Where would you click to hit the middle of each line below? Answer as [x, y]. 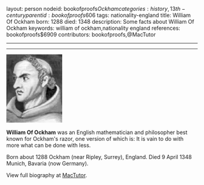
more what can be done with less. [49, 145]
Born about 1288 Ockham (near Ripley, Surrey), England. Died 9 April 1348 [99, 157]
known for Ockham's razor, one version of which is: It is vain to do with [95, 139]
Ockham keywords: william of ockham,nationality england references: [93, 28]
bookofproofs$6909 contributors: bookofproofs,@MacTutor [81, 35]
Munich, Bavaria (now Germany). [48, 163]
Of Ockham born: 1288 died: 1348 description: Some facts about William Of [100, 22]
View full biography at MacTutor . [47, 175]
